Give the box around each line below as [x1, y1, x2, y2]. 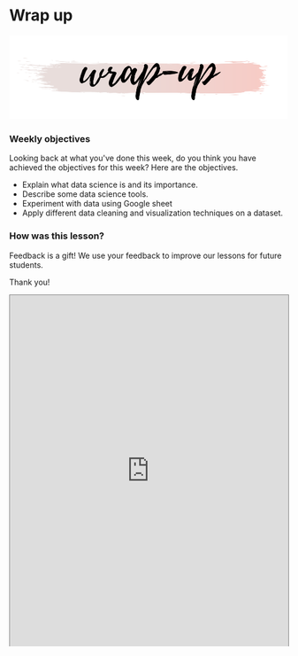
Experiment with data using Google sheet [21, 199, 172, 209]
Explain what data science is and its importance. [21, 179, 199, 191]
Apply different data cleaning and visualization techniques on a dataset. [21, 207, 284, 218]
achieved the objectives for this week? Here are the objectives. [9, 162, 239, 173]
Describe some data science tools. [21, 189, 149, 199]
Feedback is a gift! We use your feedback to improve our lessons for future [9, 250, 282, 261]
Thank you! [9, 277, 50, 287]
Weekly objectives [9, 133, 91, 145]
